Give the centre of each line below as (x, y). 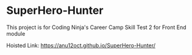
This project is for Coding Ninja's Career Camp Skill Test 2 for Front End (97, 27)
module (16, 33)
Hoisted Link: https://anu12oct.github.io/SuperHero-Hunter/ (81, 45)
